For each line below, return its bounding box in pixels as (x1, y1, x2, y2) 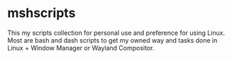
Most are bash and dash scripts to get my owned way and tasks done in (7, 36, 218, 44)
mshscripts (7, 5, 76, 21)
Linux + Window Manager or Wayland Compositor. (7, 43, 155, 52)
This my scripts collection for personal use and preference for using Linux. (7, 28, 226, 37)
